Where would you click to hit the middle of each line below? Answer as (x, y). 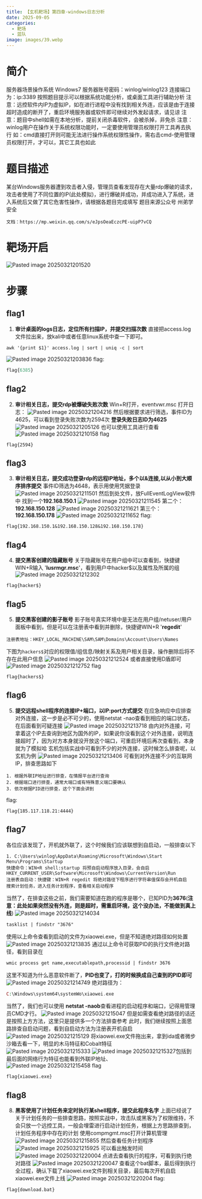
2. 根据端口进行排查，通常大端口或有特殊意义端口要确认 (66, 782)
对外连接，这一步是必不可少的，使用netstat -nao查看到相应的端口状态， (104, 718)
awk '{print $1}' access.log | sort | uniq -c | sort (75, 348)
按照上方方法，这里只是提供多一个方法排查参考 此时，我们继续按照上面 (99, 1021)
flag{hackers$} (25, 676)
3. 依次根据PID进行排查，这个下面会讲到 (50, 789)
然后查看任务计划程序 (127, 1140)
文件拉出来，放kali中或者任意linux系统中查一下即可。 (80, 336)
